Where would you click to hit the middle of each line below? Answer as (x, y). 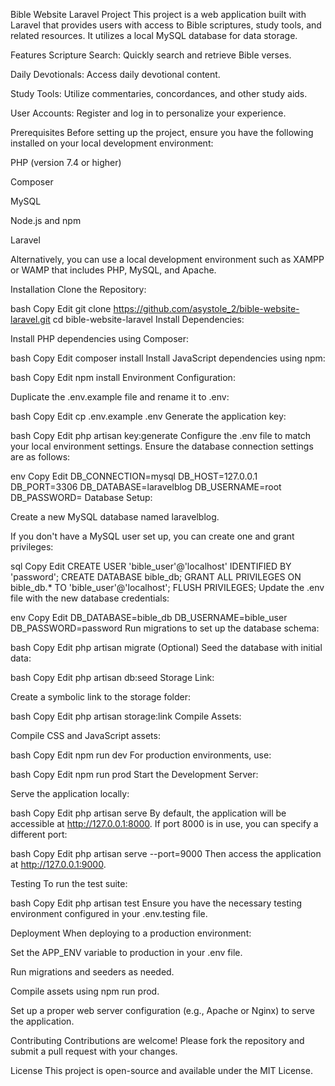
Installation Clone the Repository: (78, 289)
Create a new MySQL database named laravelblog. (115, 517)
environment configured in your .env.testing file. (109, 913)
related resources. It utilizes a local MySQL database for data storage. (154, 35)
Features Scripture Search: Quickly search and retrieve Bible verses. (151, 55)
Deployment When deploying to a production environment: (131, 933)
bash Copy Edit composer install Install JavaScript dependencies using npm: (168, 358)
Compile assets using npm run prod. (85, 991)
